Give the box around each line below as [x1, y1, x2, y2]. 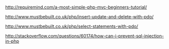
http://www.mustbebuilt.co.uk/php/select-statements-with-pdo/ [5, 23, 139, 29]
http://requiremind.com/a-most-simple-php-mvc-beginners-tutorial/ [5, 4, 147, 10]
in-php [5, 38, 19, 44]
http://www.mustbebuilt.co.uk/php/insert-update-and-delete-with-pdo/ [5, 14, 154, 19]
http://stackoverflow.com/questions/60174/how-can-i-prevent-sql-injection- [5, 33, 164, 39]
